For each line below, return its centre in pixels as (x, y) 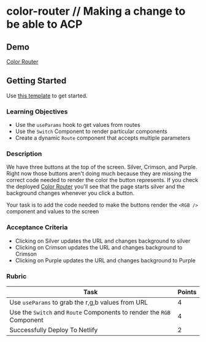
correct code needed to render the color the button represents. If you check (102, 180)
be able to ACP (44, 24)
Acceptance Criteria (37, 227)
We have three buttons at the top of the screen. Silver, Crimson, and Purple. (102, 167)
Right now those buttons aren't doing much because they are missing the (99, 173)
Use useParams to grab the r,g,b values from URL (79, 302)
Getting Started (36, 81)
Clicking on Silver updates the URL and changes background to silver (103, 241)
